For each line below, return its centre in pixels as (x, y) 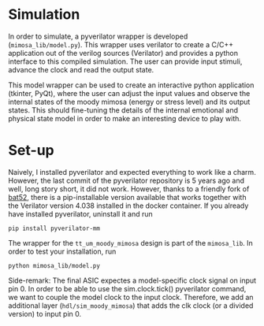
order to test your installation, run (62, 251)
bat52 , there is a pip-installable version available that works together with (127, 197)
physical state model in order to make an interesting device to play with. (125, 118)
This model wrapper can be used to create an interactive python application (131, 85)
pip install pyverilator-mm (54, 228)
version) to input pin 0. (45, 313)
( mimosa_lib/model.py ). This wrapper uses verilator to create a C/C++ (121, 44)
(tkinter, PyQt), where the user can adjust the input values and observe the (129, 93)
